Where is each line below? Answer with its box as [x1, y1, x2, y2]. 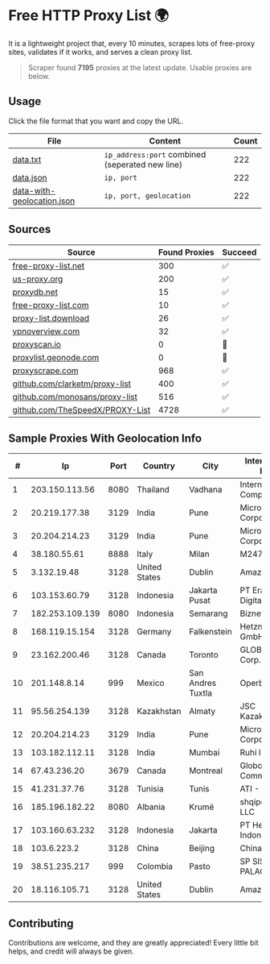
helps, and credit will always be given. [8, 946, 134, 956]
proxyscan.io [12, 339, 62, 350]
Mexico [136, 678, 165, 689]
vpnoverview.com [12, 326, 80, 337]
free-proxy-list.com [12, 299, 90, 310]
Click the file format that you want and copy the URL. [8, 116, 183, 126]
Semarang [188, 608, 228, 619]
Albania [136, 801, 166, 812]
